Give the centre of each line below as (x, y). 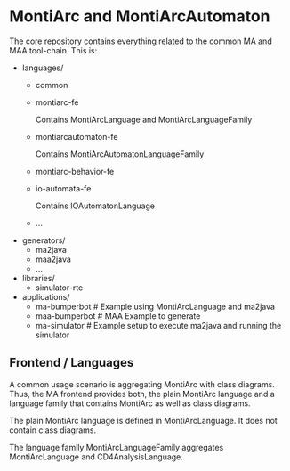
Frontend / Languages (72, 363)
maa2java (53, 259)
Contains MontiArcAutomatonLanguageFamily (120, 154)
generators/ (44, 240)
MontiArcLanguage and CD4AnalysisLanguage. (97, 457)
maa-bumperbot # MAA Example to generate (118, 316)
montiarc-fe (57, 102)
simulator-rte (59, 288)
